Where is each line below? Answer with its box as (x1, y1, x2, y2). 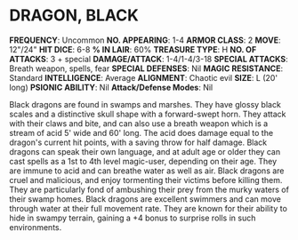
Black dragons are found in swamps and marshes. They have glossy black (9, 99, 282, 109)
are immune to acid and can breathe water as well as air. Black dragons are (9, 165, 285, 176)
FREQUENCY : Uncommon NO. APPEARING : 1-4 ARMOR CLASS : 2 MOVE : (9, 35, 281, 45)
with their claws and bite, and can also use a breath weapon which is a (9, 117, 269, 129)
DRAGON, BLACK (9, 5, 140, 26)
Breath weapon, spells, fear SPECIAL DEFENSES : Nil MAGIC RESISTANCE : (9, 63, 283, 74)
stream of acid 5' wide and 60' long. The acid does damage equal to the (9, 127, 274, 138)
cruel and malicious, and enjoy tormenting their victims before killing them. (9, 174, 283, 185)
